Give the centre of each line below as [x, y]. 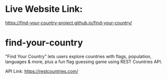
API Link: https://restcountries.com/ [42, 71]
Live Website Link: [44, 9]
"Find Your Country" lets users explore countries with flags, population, [79, 56]
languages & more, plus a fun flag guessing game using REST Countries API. [84, 61]
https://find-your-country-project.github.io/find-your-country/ [69, 23]
